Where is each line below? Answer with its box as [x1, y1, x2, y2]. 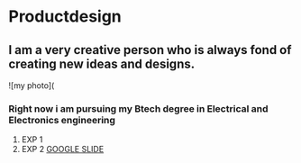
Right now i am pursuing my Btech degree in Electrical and [8, 102, 269, 114]
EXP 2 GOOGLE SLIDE [21, 144, 105, 155]
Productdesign [8, 6, 123, 27]
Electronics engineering [8, 113, 116, 126]
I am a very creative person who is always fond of [8, 42, 292, 58]
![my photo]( [8, 80, 55, 91]
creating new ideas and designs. [8, 56, 196, 71]
